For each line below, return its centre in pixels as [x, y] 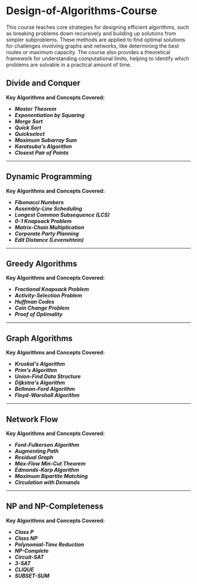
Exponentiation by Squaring [50, 115]
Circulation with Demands [47, 482]
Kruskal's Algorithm [40, 364]
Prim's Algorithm [36, 370]
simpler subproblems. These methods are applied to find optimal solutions [96, 39]
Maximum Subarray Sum [46, 140]
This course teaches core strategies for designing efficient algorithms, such [98, 27]
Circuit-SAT [29, 557]
